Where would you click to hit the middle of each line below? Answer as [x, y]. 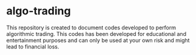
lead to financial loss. [33, 47]
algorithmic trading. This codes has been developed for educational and [96, 33]
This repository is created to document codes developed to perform [91, 27]
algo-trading [39, 11]
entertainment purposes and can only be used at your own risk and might [98, 40]
